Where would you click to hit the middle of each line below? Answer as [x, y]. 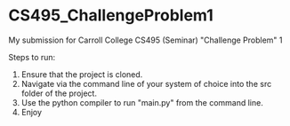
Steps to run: [32, 57]
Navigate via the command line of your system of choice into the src [146, 83]
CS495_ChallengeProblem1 [111, 16]
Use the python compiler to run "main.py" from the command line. [142, 102]
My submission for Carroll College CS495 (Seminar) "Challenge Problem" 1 [145, 40]
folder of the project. [59, 93]
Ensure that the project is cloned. [82, 74]
